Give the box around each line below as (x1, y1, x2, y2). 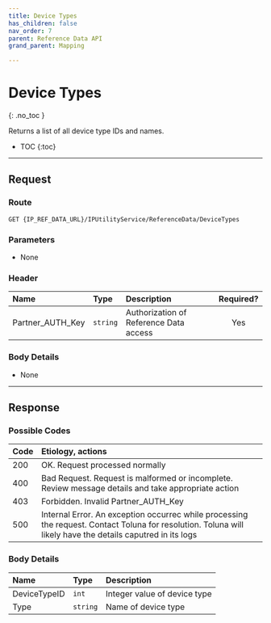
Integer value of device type (106, 587, 212, 599)
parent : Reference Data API (8, 34, 103, 43)
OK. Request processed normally (41, 460, 166, 471)
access (125, 327, 153, 339)
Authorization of (125, 307, 187, 318)
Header (8, 272, 39, 284)
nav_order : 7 (8, 27, 52, 35)
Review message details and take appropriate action (41, 482, 240, 494)
